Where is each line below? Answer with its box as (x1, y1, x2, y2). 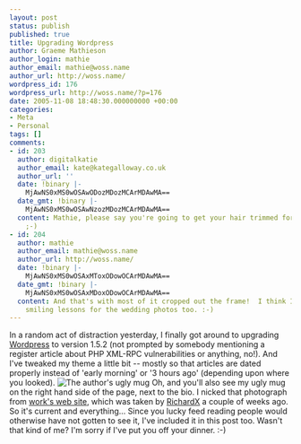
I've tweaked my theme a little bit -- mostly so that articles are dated (9, 358, 262, 369)
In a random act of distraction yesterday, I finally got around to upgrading (9, 329, 279, 341)
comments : (9, 138, 47, 147)
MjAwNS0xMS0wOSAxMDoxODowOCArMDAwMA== (25, 288, 170, 297)
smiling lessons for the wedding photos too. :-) (25, 305, 215, 314)
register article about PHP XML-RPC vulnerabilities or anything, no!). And (9, 349, 278, 360)
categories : (9, 105, 54, 114)
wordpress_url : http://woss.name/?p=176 (9, 88, 163, 97)
